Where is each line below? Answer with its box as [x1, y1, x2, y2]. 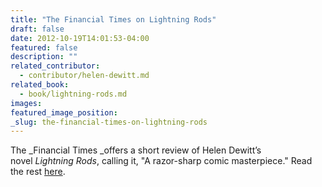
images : [10, 98, 43, 108]
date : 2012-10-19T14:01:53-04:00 [10, 33, 150, 43]
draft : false [10, 24, 65, 34]
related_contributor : [10, 61, 101, 71]
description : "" [10, 52, 78, 62]
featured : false [10, 42, 78, 53]
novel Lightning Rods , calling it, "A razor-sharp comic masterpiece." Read [10, 155, 313, 167]
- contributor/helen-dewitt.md [19, 71, 150, 81]
